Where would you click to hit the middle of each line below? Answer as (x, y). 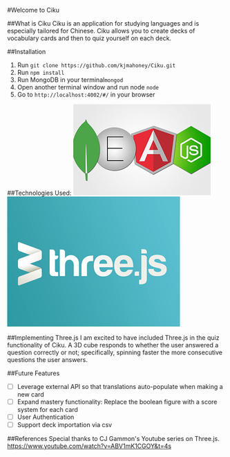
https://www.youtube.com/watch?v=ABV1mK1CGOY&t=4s (89, 446)
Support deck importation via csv (65, 425)
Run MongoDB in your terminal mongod (70, 80)
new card (30, 395)
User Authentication (46, 417)
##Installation (27, 52)
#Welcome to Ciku (33, 10)
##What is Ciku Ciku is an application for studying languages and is (103, 23)
